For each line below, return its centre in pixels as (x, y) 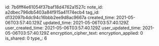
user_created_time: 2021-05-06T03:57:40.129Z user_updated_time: (73, 28)
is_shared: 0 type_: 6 (26, 38)
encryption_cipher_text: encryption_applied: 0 (96, 33)
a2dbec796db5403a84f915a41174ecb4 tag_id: (52, 12)
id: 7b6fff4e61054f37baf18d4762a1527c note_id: (54, 7)
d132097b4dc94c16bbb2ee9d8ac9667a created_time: (60, 17)
